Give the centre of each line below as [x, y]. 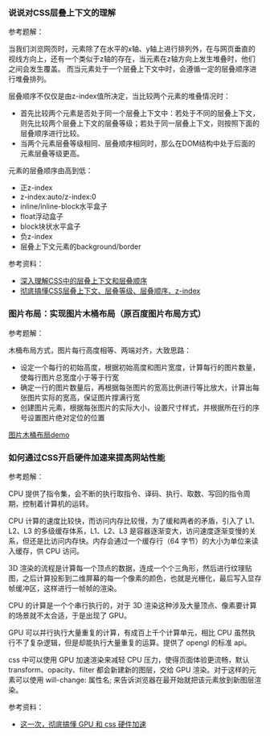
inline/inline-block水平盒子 [64, 206]
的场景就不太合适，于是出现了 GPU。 [70, 615]
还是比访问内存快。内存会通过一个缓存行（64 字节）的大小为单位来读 [144, 540]
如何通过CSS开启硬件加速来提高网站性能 [87, 457]
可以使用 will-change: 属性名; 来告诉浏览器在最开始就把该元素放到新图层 [135, 680]
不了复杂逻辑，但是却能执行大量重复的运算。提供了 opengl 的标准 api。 [133, 643]
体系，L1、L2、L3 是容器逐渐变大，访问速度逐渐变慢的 [159, 531]
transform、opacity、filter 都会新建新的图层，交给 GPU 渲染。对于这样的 [129, 669]
